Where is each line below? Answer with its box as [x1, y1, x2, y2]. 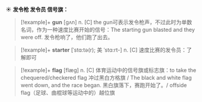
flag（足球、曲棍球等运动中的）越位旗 [20, 89, 116, 96]
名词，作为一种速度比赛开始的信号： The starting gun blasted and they [20, 26, 195, 33]
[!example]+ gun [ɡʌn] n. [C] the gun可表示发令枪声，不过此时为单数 [20, 19, 192, 26]
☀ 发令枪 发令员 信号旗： [5, 6, 69, 13]
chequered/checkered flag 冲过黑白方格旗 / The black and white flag [20, 74, 192, 81]
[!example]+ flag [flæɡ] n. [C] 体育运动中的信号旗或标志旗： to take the [20, 67, 197, 74]
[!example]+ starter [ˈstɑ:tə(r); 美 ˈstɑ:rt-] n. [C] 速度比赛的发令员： [20, 46, 187, 53]
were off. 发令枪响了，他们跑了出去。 [20, 34, 113, 41]
